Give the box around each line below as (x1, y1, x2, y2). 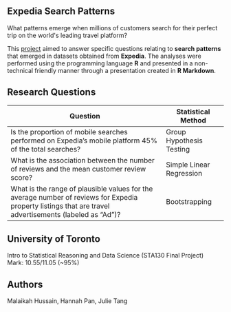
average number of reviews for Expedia (10, 192, 138, 202)
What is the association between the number (10, 155, 155, 165)
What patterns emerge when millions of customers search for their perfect (7, 23, 218, 32)
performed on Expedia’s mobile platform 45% (10, 136, 158, 145)
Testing (166, 144, 190, 154)
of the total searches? (10, 144, 81, 154)
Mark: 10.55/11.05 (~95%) (7, 258, 80, 267)
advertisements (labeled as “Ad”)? (10, 209, 121, 219)
